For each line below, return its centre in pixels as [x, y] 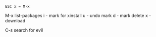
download [15, 21]
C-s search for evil [24, 30]
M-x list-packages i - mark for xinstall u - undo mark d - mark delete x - [78, 16]
